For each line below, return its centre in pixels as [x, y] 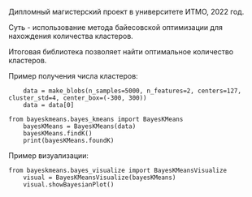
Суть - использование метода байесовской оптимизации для [116, 27]
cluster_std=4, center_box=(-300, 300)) [78, 98]
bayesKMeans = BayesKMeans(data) [80, 126]
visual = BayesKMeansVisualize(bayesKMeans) [100, 178]
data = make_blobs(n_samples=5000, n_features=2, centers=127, [133, 91]
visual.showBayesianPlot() [69, 185]
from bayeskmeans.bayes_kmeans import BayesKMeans [96, 119]
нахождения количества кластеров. [71, 36]
